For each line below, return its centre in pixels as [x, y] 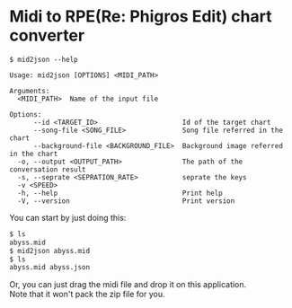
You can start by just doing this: [68, 217]
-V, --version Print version [126, 201]
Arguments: [30, 91]
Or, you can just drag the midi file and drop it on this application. [128, 285]
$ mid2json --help [44, 59]
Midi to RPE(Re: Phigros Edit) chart [141, 17]
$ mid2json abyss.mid [50, 251]
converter [47, 35]
